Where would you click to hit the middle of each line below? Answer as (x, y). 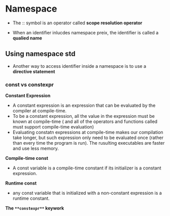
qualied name (27, 38)
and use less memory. (36, 148)
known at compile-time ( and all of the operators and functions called (85, 121)
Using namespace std (40, 54)
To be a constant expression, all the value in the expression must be (83, 116)
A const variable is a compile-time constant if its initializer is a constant (87, 168)
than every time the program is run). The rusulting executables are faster (89, 143)
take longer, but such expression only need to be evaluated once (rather (88, 138)
